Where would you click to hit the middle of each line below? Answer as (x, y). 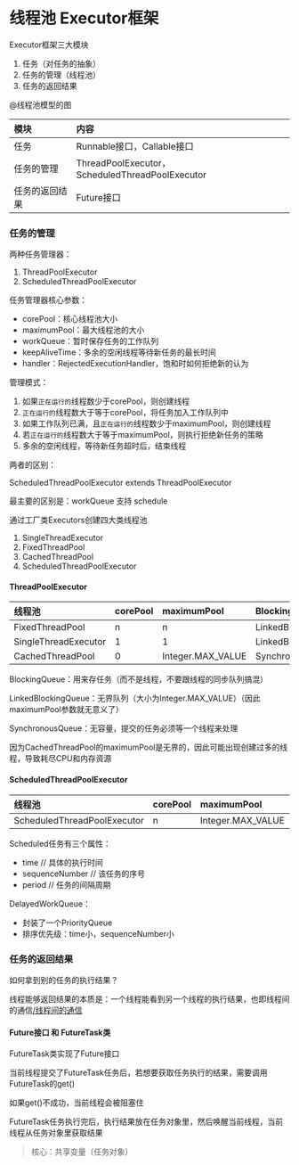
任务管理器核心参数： (48, 300)
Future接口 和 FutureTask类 (60, 1032)
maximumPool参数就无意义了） (67, 710)
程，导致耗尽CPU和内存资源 (61, 759)
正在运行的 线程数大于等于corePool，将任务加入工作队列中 (125, 413)
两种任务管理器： (40, 254)
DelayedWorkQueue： (50, 903)
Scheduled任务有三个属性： (60, 843)
